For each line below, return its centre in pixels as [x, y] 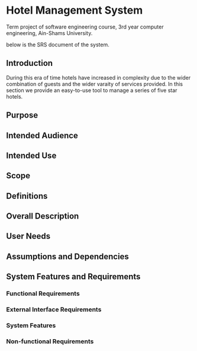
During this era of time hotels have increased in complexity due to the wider [98, 77]
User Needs [28, 236]
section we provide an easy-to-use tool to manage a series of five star [92, 90]
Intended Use [31, 155]
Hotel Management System [75, 10]
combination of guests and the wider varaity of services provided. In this [95, 84]
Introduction [30, 63]
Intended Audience [42, 135]
